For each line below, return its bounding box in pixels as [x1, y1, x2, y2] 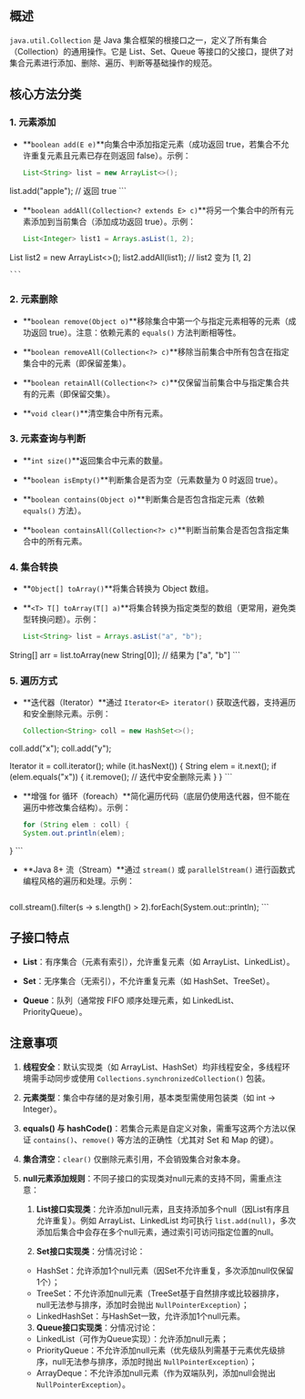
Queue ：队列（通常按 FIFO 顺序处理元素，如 [22, 995, 191, 1006]
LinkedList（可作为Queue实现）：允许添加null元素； [36, 1333, 229, 1344]
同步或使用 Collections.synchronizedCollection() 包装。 [54, 1072, 270, 1083]
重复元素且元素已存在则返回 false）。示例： [30, 149, 191, 161]
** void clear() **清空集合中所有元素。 [22, 408, 168, 419]
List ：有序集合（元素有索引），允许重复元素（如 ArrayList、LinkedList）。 [22, 956, 295, 967]
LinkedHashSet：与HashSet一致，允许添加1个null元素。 [36, 1310, 246, 1322]
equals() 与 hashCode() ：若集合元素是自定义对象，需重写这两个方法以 [22, 1122, 289, 1133]
